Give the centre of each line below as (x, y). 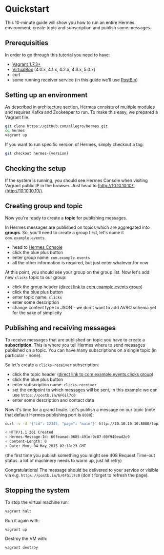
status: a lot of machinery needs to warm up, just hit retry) (63, 460)
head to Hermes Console (37, 247)
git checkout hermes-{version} (37, 154)
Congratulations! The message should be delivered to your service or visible (82, 470)
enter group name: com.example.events (51, 258)
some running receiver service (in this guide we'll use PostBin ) (75, 79)
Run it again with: (22, 520)
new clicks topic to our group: (36, 277)
